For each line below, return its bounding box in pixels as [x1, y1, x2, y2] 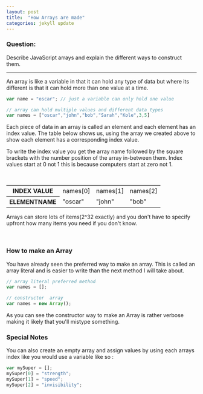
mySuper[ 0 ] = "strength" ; [6, 370, 71, 377]
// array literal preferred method [6, 278, 96, 284]
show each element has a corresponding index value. [6, 136, 140, 143]
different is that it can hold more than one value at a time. [6, 84, 149, 91]
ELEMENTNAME [9, 198, 57, 206]
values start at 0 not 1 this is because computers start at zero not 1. [6, 161, 173, 168]
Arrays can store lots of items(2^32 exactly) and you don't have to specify [6, 213, 190, 221]
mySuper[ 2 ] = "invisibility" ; [6, 382, 83, 388]
